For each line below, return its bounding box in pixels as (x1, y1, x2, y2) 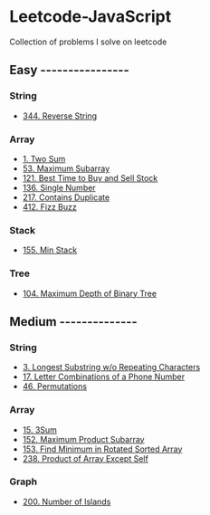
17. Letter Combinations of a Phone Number (22, 371, 186, 382)
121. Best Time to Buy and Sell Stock (22, 172, 158, 183)
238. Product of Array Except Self (22, 453, 149, 463)
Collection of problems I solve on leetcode (9, 36, 167, 47)
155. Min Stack (22, 244, 78, 255)
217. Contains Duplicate (22, 192, 110, 203)
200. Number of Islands (22, 496, 111, 507)
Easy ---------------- (9, 62, 129, 78)
